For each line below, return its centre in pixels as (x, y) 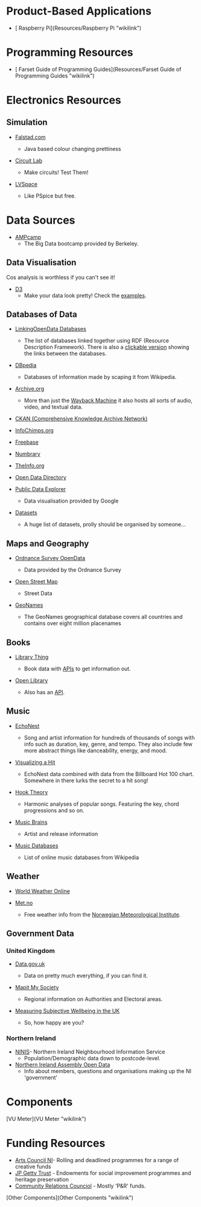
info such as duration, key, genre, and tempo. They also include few (108, 744)
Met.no (24, 903)
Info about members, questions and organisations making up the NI (108, 1071)
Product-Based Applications (79, 11)
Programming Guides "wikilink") (55, 75)
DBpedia (26, 366)
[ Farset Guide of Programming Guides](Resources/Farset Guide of (98, 69)
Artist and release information (61, 834)
